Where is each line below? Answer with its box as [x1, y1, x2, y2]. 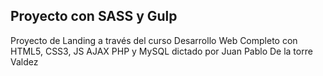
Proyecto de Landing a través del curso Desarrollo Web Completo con [10, 34, 298, 46]
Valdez [10, 55, 39, 68]
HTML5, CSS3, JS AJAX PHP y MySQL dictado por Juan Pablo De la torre [10, 45, 313, 57]
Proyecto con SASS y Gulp [10, 8, 178, 25]
